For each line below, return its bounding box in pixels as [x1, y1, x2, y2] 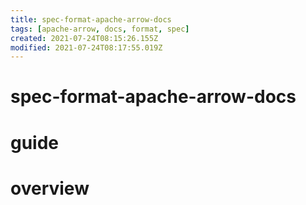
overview [10, 177, 90, 200]
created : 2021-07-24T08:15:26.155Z [10, 33, 159, 43]
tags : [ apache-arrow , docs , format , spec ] [10, 24, 190, 34]
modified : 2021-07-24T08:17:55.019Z [10, 42, 163, 53]
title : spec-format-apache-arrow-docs [10, 14, 172, 25]
